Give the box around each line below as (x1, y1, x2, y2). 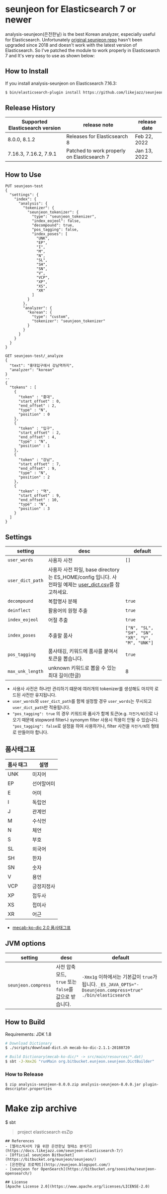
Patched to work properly (66, 147, 126, 154)
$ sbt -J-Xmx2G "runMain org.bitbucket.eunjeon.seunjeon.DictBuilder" (5, 1059, 155, 1064)
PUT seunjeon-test (5, 184, 43, 189)
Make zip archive (5, 1103, 77, 1114)
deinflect (7, 608, 31, 613)
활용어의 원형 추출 (48, 607, 88, 614)
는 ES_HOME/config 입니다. (48, 574, 111, 581)
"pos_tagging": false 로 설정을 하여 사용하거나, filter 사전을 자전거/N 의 (12, 723, 150, 729)
